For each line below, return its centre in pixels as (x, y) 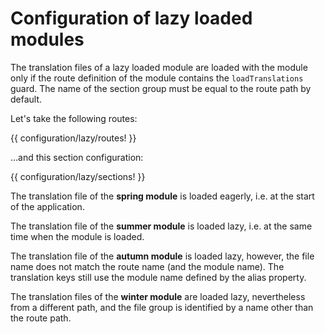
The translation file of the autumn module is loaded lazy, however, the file (162, 256)
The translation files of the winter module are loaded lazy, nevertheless (158, 296)
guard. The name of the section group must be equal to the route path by (161, 88)
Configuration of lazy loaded (131, 18)
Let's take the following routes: (74, 118)
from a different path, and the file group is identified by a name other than (162, 307)
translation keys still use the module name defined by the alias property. (158, 277)
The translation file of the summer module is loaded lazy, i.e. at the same (161, 226)
